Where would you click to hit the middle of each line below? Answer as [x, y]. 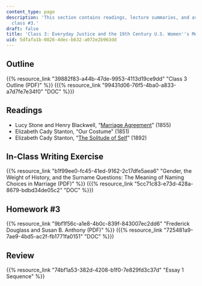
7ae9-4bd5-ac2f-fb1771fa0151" [44, 237]
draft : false [23, 29]
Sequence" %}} [26, 276]
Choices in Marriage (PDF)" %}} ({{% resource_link [70, 184]
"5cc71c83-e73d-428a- [164, 184]
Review [20, 256]
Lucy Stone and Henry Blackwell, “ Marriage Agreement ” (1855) [93, 125]
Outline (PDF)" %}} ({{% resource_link [54, 85]
